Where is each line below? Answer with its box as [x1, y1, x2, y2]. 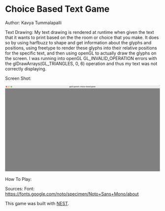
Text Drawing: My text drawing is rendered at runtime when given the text [5, 29, 154, 35]
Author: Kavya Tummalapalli [5, 20, 62, 26]
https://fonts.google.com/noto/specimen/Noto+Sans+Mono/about [5, 191, 139, 197]
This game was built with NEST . [5, 200, 69, 206]
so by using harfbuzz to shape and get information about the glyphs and [5, 39, 152, 45]
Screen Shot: [5, 75, 31, 81]
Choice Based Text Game [5, 3, 110, 15]
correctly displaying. [5, 65, 47, 72]
